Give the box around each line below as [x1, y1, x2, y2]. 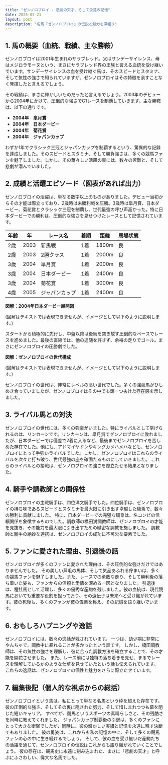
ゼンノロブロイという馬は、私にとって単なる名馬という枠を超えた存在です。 [5, 698, 162, 704]
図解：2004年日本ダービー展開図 [5, 303, 74, 309]
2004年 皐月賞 [12, 115, 47, 121]
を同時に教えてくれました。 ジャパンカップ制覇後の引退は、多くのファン [5, 716, 155, 723]
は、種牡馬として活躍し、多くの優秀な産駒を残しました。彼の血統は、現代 [5, 586, 159, 592]
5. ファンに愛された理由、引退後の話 [5, 547, 118, 555]
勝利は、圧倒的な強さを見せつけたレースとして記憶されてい [36, 213, 158, 219]
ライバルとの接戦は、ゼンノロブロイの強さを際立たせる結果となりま [14, 462, 154, 468]
